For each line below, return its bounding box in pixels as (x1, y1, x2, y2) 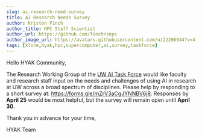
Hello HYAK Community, (6, 58, 66, 66)
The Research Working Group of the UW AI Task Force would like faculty (6, 71, 187, 78)
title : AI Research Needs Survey (6, 14, 90, 20)
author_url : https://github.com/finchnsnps (6, 31, 118, 37)
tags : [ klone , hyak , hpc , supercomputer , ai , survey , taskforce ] (6, 43, 158, 49)
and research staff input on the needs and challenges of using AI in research (6, 77, 197, 84)
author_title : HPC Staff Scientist (6, 25, 96, 32)
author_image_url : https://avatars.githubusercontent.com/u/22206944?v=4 (6, 37, 196, 43)
